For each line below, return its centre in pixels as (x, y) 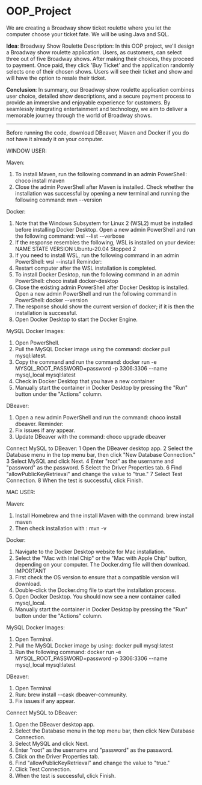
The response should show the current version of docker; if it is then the (104, 307)
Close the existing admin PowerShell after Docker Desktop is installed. (102, 287)
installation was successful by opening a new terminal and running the (102, 193)
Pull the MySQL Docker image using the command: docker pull (92, 349)
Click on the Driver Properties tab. (57, 756)
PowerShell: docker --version (51, 300)
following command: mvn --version (58, 200)
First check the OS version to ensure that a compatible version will (97, 577)
